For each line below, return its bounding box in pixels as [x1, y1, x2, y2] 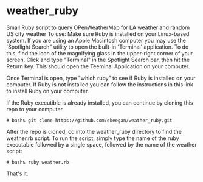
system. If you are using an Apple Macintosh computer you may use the [6, 37, 187, 44]
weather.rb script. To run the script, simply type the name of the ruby [6, 135, 179, 142]
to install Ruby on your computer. [6, 87, 89, 94]
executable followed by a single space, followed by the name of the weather [6, 141, 197, 148]
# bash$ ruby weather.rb [6, 159, 69, 165]
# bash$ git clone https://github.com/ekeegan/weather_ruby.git [6, 117, 173, 124]
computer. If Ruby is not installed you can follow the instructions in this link [6, 80, 193, 88]
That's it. [6, 170, 29, 177]
